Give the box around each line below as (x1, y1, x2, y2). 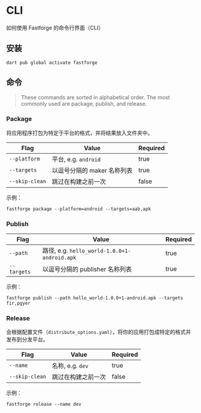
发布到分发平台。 (6, 336, 48, 343)
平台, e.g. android (51, 155, 101, 163)
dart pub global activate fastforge (6, 59, 98, 66)
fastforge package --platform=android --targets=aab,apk (6, 206, 151, 212)
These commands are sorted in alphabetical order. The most (20, 93, 170, 101)
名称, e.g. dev (51, 362, 89, 370)
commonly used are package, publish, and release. (20, 100, 147, 107)
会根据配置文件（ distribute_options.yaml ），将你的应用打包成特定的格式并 (6, 329, 191, 336)
